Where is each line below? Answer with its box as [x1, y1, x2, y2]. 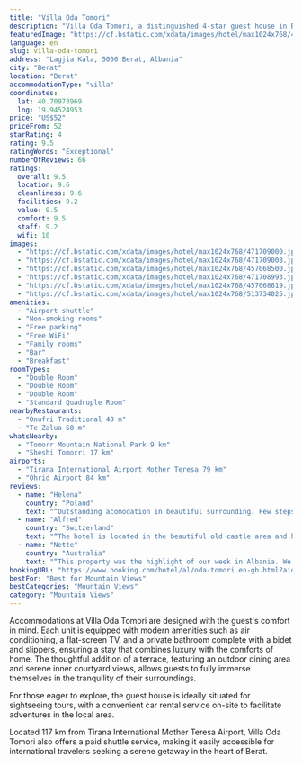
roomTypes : [9, 364, 50, 373]
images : [9, 239, 39, 248]
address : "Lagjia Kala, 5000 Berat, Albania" [9, 55, 182, 64]
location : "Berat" [9, 72, 78, 81]
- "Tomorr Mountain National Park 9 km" [17, 440, 171, 449]
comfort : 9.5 [17, 213, 67, 223]
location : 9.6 [17, 181, 70, 190]
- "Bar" [17, 347, 47, 356]
